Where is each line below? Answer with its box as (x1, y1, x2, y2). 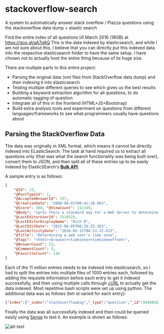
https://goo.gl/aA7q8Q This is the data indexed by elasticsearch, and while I (5, 39, 157, 45)
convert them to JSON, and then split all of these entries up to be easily (5, 158, 149, 165)
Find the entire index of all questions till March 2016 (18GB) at (5, 34, 128, 40)
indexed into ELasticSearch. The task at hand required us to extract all (5, 148, 146, 154)
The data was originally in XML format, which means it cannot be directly (5, 143, 152, 149)
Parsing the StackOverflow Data (5, 130, 105, 138)
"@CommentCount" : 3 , (14, 246, 56, 251)
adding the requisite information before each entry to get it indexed (5, 275, 140, 281)
